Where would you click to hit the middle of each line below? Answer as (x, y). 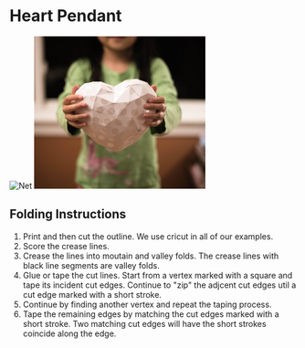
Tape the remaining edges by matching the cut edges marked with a (151, 314)
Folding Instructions (68, 214)
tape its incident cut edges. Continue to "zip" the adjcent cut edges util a (159, 285)
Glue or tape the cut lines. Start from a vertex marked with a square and (158, 275)
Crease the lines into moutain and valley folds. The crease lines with (151, 256)
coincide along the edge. (69, 333)
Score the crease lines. (66, 246)
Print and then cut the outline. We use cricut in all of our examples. (148, 236)
